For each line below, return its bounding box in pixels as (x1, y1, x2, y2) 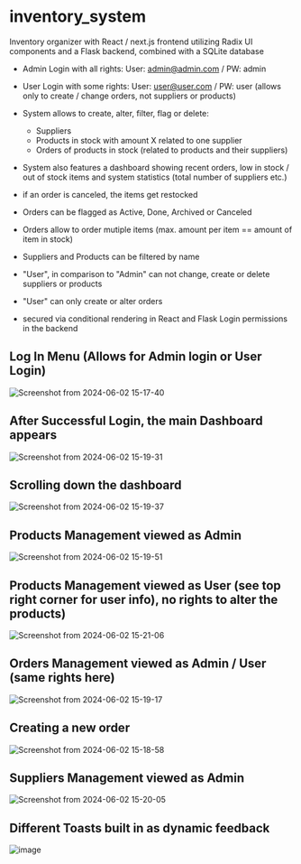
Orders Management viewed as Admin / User (9, 656, 267, 672)
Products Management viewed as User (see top (9, 578, 281, 593)
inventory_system (9, 6, 147, 27)
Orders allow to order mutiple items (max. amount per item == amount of (22, 224, 293, 235)
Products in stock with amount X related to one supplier (35, 135, 242, 145)
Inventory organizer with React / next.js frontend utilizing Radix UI (9, 36, 253, 47)
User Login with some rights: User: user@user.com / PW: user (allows (22, 80, 282, 91)
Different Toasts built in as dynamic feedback (9, 820, 270, 836)
